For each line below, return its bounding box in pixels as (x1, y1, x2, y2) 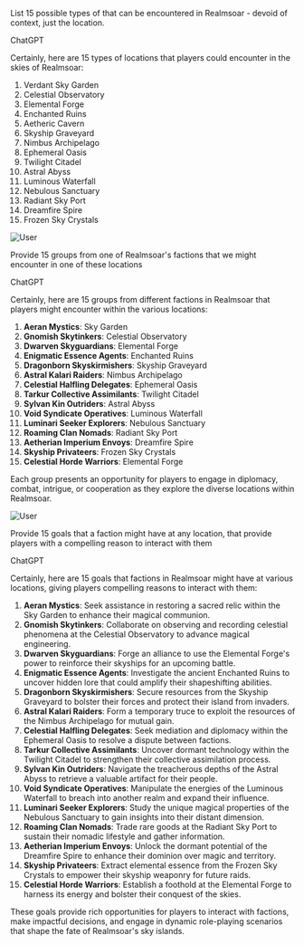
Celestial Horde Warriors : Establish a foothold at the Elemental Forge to (23, 879, 292, 890)
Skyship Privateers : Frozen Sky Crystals (23, 447, 176, 457)
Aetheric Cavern (23, 118, 85, 129)
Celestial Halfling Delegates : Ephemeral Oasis (23, 380, 198, 390)
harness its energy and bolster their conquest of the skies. (23, 889, 242, 900)
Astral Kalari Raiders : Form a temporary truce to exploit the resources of (23, 706, 296, 717)
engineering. (23, 639, 71, 649)
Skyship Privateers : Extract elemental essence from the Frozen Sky (23, 860, 278, 871)
